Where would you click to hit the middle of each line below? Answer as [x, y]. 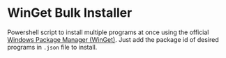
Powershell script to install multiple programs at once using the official [108, 32]
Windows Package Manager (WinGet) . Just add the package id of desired [113, 39]
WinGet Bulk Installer [70, 13]
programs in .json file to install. [52, 47]
